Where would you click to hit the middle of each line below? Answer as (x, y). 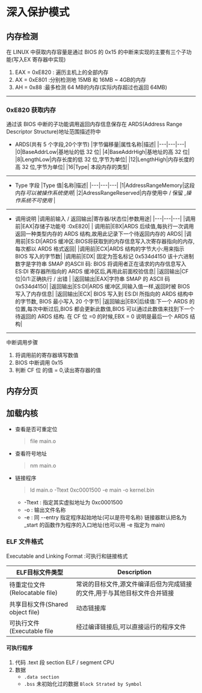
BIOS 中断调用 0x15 (39, 363)
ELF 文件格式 (25, 542)
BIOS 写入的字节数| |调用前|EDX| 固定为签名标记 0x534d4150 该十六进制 (104, 257)
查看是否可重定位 (36, 429)
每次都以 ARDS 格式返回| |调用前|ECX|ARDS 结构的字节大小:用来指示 (99, 249)
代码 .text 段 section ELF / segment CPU (65, 662)
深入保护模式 (38, 12)
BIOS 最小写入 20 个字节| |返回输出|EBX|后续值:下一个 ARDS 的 (117, 302)
